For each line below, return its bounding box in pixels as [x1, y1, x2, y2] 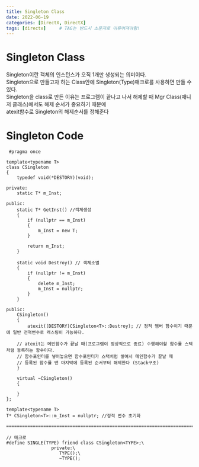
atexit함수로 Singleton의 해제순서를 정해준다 [6, 108, 109, 116]
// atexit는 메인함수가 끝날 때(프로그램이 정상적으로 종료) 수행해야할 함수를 [17, 341, 182, 347]
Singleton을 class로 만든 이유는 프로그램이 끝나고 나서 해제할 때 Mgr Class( [6, 93, 182, 101]
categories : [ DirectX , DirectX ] [6, 20, 86, 25]
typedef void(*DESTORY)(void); [17, 175, 94, 181]
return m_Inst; [27, 244, 65, 250]
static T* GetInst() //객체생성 [17, 207, 92, 213]
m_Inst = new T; [37, 228, 78, 234]
